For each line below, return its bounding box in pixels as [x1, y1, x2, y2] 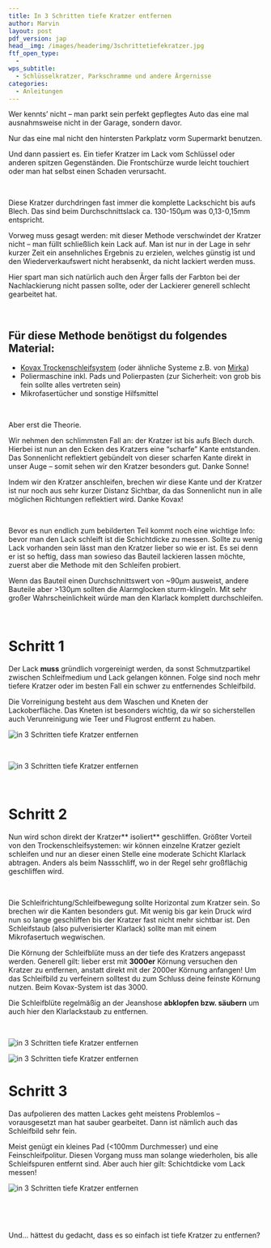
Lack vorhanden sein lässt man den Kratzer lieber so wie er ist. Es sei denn [8, 543, 259, 553]
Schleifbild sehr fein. [8, 1127, 77, 1135]
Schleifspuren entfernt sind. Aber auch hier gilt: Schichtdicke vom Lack [8, 1159, 245, 1169]
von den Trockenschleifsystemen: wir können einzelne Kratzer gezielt [8, 841, 241, 850]
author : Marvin [8, 19, 60, 28]
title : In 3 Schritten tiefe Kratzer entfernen [8, 11, 172, 20]
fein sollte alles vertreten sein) [19, 380, 121, 390]
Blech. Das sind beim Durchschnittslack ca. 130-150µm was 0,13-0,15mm [8, 207, 251, 216]
